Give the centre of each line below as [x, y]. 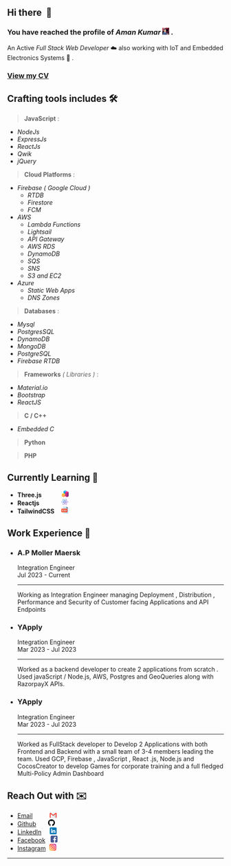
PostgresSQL [36, 332]
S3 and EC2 [44, 276]
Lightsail [39, 232]
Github [26, 824]
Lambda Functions [54, 225]
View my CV [28, 75]
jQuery [26, 161]
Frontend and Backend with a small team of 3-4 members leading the [115, 751]
